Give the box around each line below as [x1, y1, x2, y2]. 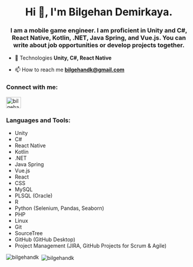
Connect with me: [6, 83, 58, 91]
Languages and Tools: [6, 116, 71, 124]
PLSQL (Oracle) [14, 192, 53, 199]
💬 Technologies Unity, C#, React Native [14, 54, 112, 61]
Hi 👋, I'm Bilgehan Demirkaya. [25, 5, 173, 19]
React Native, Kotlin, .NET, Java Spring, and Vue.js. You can [11, 34, 187, 42]
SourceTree [14, 230, 43, 237]
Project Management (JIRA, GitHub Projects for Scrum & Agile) [14, 242, 167, 249]
